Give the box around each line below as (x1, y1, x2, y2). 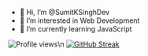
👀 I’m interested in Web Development (19, 16, 140, 25)
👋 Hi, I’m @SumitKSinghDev (19, 8, 110, 17)
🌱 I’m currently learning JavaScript (19, 24, 132, 33)
